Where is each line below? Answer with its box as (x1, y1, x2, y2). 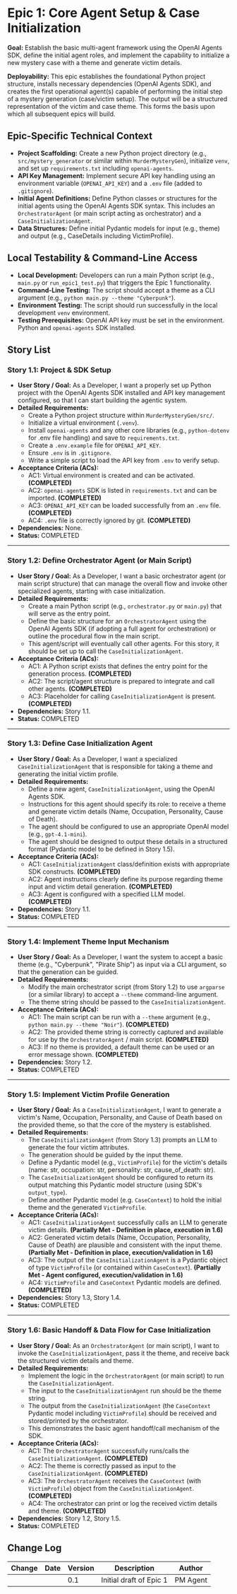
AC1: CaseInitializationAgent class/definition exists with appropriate (28, 860, 230, 868)
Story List (7, 344, 51, 356)
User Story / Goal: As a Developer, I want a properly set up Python (17, 381, 212, 389)
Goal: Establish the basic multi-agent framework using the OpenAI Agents (7, 43, 222, 52)
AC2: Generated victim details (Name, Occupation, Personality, (28, 1233, 211, 1242)
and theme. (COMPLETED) (28, 1506, 107, 1515)
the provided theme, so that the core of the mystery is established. (17, 1120, 212, 1129)
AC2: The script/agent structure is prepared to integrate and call (28, 676, 215, 685)
